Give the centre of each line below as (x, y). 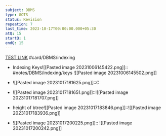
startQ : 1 (16, 39)
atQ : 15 (13, 33)
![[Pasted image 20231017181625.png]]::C (56, 82)
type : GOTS (17, 15)
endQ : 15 (14, 43)
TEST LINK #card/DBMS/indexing (40, 57)
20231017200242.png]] (37, 128)
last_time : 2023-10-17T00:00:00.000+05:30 (51, 29)
